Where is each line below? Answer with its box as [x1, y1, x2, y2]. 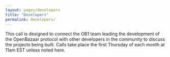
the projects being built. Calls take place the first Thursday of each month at [5, 42, 165, 48]
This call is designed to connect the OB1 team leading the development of [5, 31, 160, 37]
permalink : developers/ [5, 17, 56, 22]
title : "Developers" [5, 12, 49, 17]
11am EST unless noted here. [5, 47, 66, 53]
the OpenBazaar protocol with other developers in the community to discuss [5, 36, 165, 42]
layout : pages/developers [5, 7, 60, 13]
